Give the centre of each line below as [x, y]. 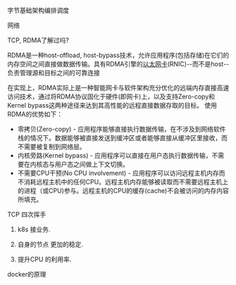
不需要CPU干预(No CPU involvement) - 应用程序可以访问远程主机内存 [118, 173]
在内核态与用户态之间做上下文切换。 [76, 164]
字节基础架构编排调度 [38, 10]
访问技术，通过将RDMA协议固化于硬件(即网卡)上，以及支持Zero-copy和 [111, 96]
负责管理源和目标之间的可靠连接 [54, 73]
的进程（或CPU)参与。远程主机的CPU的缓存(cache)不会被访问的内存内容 [123, 191]
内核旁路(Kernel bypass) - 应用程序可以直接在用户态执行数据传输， [115, 156]
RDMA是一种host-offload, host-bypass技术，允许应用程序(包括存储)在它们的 [118, 55]
